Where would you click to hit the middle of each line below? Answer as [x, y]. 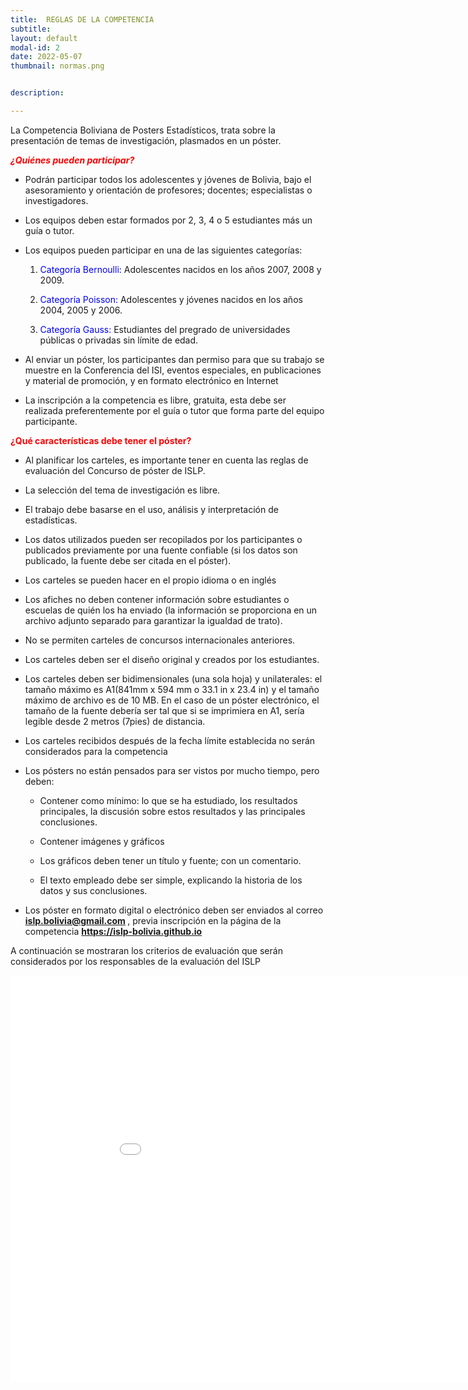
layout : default [44, 38]
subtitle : [31, 29]
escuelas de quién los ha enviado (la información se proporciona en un [171, 610]
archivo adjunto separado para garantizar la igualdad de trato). [153, 620]
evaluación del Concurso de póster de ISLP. [115, 470]
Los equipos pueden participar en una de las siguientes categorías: [163, 250]
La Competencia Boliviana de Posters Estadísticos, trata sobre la [143, 130]
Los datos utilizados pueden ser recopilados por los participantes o [163, 539]
